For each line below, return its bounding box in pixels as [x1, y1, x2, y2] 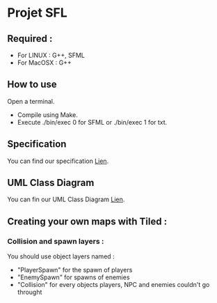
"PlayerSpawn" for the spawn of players [17, 266, 133, 274]
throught [17, 288, 42, 297]
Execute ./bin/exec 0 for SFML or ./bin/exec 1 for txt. [17, 118, 168, 126]
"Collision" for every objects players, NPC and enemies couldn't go [17, 281, 210, 289]
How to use [7, 79, 57, 91]
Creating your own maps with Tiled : [7, 215, 168, 227]
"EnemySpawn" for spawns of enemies [17, 273, 130, 281]
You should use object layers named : [7, 252, 115, 261]
